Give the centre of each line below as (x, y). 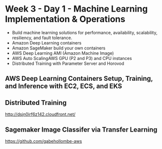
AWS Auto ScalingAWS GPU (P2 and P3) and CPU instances (72, 58)
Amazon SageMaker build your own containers (59, 48)
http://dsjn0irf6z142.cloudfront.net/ (40, 114)
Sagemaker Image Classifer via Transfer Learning (81, 129)
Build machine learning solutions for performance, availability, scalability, (85, 32)
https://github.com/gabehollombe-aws (44, 141)
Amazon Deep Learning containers (47, 43)
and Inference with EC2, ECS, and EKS (64, 86)
